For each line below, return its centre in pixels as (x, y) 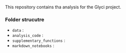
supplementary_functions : (39, 40)
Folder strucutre (25, 19)
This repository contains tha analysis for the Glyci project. (63, 7)
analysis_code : (28, 35)
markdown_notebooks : (33, 46)
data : (18, 30)
